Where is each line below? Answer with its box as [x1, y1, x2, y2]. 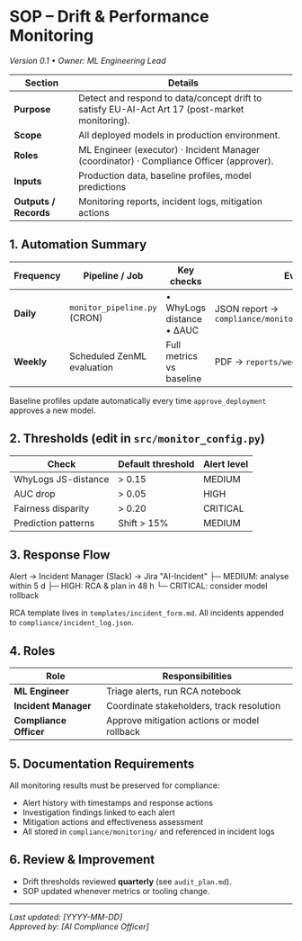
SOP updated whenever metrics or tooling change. [22, 885, 210, 896]
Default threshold [118, 457, 195, 470]
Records [13, 206, 51, 219]
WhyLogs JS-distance [13, 472, 110, 485]
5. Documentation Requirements [9, 756, 195, 771]
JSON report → [214, 302, 280, 315]
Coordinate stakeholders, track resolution [106, 700, 281, 712]
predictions [78, 180, 127, 193]
